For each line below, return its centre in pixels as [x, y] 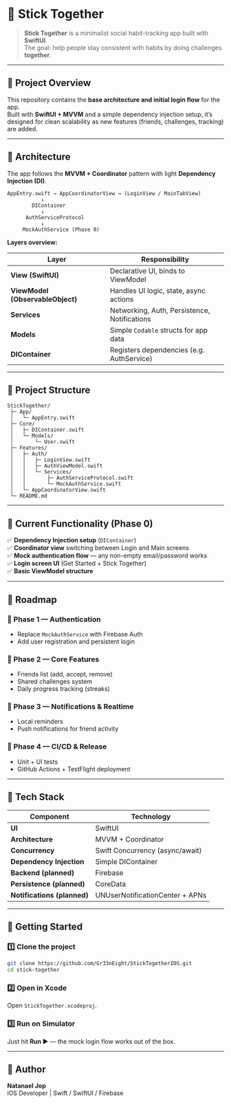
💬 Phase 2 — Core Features [53, 659]
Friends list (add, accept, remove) [65, 674]
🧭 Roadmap [32, 600]
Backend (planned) [42, 872]
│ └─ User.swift [43, 442]
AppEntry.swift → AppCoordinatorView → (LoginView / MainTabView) [104, 193]
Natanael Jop [27, 1086]
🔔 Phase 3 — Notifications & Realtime [70, 707]
